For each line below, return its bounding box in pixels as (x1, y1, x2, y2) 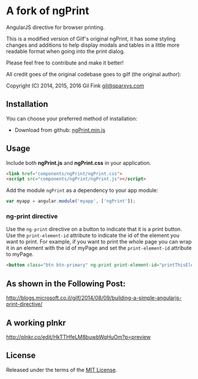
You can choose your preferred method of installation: (6, 115, 137, 122)
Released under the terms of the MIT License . (6, 366, 117, 373)
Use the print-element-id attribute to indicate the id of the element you (6, 232, 180, 239)
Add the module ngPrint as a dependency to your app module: (6, 187, 159, 194)
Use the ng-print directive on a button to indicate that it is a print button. (6, 226, 183, 233)
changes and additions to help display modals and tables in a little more (6, 41, 180, 48)
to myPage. (6, 251, 34, 258)
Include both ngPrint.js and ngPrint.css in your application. (6, 159, 151, 166)
